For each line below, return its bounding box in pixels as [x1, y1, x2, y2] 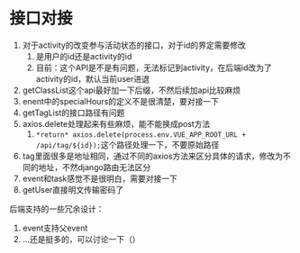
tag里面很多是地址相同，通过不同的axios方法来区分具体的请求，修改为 [22, 150, 284, 161]
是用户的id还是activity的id [35, 50, 132, 61]
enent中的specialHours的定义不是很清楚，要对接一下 [22, 95, 219, 106]
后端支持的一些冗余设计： [9, 203, 105, 214]
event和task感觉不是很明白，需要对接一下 [22, 173, 177, 184]
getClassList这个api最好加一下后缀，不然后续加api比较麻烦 [22, 85, 241, 95]
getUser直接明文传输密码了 [22, 184, 124, 194]
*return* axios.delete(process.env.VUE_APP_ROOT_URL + [35, 130, 246, 140]
